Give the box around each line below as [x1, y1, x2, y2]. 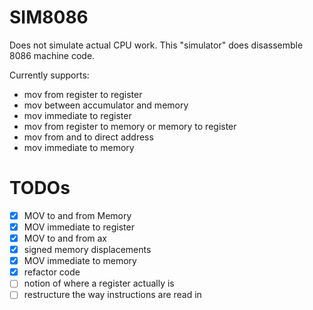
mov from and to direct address [23, 131, 154, 143]
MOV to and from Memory [23, 209, 132, 221]
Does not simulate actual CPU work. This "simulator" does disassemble [9, 39, 304, 51]
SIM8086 [9, 6, 89, 29]
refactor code [23, 266, 81, 278]
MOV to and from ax [23, 232, 107, 244]
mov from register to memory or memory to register [23, 120, 237, 132]
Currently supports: [9, 69, 90, 81]
